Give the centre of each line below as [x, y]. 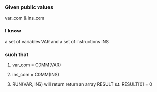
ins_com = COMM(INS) [36, 74]
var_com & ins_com [25, 18]
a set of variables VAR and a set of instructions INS [57, 41]
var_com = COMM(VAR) [37, 65]
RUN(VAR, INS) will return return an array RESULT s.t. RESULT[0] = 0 [82, 84]
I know [13, 31]
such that [17, 54]
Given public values [29, 7]
